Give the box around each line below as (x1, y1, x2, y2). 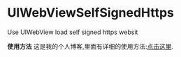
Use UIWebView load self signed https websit (7, 28, 138, 36)
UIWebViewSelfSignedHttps (7, 5, 175, 21)
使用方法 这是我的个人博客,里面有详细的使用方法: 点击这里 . (7, 42, 174, 50)
